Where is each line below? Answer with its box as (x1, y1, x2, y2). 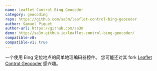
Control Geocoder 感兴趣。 (5, 60, 61, 66)
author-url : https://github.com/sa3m (5, 26, 84, 31)
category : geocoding (5, 12, 48, 17)
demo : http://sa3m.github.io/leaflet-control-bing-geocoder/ (5, 30, 135, 35)
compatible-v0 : (5, 35, 37, 40)
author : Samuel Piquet (5, 21, 52, 26)
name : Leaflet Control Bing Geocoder (5, 7, 84, 12)
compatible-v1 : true (5, 40, 48, 45)
